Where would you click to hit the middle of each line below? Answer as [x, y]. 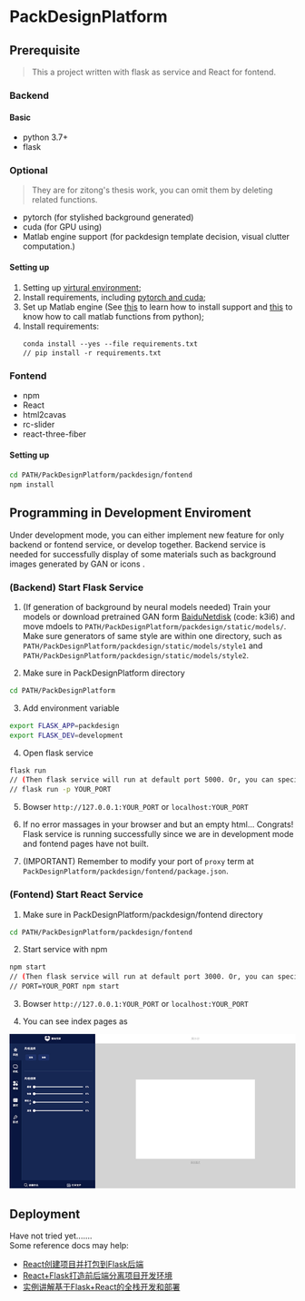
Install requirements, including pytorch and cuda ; [114, 297]
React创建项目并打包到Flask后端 [83, 1264]
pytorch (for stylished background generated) [108, 217]
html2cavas [44, 414]
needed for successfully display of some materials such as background [143, 554]
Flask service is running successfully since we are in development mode [158, 834]
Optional [29, 171]
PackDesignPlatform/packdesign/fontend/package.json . [125, 871]
